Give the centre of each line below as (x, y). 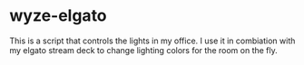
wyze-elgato (58, 16)
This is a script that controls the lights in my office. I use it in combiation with (152, 41)
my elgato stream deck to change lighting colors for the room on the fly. (144, 50)
